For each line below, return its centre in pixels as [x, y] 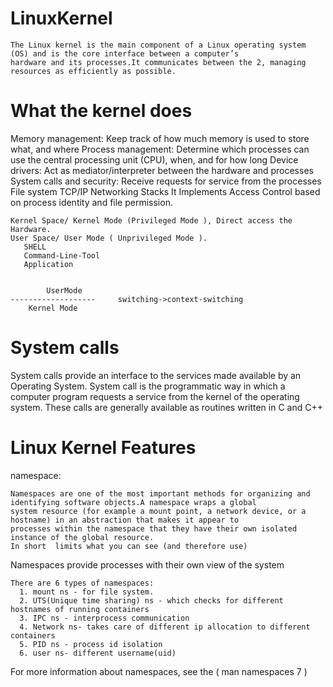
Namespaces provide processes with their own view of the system [147, 564]
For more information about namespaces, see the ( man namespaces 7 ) [159, 671]
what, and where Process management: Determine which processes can [160, 149]
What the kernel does [101, 111]
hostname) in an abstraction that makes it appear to [125, 520]
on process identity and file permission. [91, 202]
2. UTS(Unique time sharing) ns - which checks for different [151, 600]
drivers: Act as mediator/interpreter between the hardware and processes [162, 170]
